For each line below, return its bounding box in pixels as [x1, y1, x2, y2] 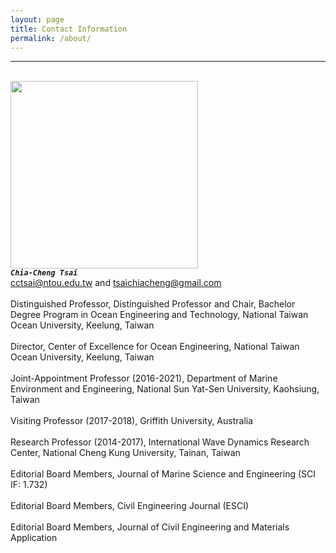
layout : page [10, 14, 65, 25]
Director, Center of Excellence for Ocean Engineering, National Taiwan [10, 341, 300, 353]
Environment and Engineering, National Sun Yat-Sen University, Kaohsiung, [10, 383, 320, 395]
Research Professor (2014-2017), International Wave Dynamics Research [10, 436, 310, 448]
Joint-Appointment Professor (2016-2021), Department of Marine [10, 372, 278, 385]
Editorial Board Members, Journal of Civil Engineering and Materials [10, 521, 290, 533]
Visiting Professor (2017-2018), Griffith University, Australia [10, 415, 254, 427]
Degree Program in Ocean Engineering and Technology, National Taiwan [10, 309, 309, 321]
